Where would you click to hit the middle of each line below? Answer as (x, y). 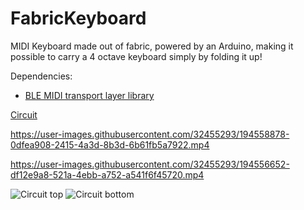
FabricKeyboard (78, 18)
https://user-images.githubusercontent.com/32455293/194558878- (150, 134)
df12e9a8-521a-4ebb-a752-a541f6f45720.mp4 (107, 174)
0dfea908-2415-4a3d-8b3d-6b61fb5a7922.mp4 (110, 144)
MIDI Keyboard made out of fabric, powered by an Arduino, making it (152, 46)
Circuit (24, 114)
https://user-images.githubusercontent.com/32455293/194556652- (150, 164)
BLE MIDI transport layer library (89, 95)
